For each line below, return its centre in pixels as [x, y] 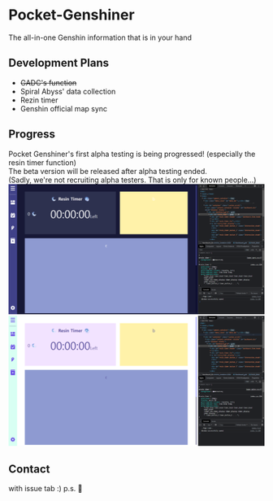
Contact [29, 469]
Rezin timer [39, 100]
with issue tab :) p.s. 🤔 [45, 489]
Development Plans [59, 63]
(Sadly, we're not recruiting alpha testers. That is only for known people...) [132, 180]
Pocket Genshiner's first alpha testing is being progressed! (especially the [132, 154]
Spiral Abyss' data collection [68, 91]
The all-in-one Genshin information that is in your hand [100, 37]
